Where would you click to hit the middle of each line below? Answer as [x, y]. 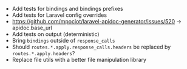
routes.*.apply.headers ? [43, 53]
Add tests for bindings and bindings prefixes [67, 9]
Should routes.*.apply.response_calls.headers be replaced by [91, 47]
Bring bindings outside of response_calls [63, 40]
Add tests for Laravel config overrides [59, 15]
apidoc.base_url [32, 28]
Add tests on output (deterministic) [56, 34]
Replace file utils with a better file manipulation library [79, 60]
